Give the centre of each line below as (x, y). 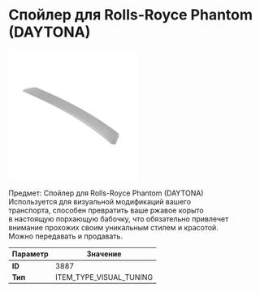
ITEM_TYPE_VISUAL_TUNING (104, 277)
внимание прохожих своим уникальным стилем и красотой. (114, 227)
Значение (104, 254)
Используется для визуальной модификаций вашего (100, 201)
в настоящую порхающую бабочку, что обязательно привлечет (119, 219)
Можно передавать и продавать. (66, 236)
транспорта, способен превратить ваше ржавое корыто (106, 210)
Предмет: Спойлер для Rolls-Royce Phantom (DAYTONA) (106, 193)
